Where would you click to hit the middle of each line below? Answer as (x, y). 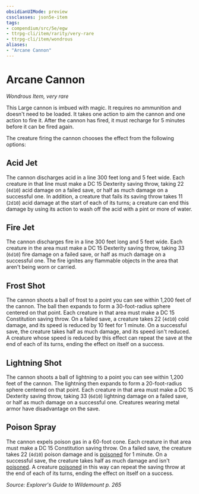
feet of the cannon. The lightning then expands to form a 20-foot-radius (94, 383)
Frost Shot (26, 286)
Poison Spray (31, 427)
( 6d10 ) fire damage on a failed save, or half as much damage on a (86, 254)
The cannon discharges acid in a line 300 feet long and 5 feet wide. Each (96, 177)
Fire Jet (20, 227)
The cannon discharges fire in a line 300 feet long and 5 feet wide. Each (94, 242)
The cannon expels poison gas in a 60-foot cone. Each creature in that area (99, 441)
